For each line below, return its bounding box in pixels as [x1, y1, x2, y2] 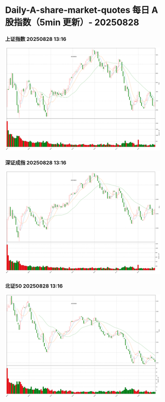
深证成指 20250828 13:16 [5, 159, 66, 166]
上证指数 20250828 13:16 [5, 36, 66, 42]
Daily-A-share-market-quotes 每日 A [5, 4, 159, 16]
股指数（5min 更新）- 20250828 [5, 17, 139, 28]
